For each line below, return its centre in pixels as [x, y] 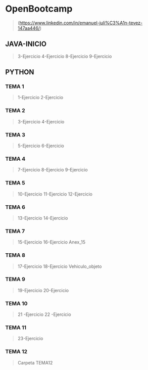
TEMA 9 [15, 280]
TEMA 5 [15, 183]
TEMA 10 [16, 303]
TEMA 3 [15, 134]
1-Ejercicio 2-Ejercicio [40, 98]
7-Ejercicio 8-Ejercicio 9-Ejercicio [53, 170]
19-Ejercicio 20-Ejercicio [43, 290]
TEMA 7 [15, 231]
